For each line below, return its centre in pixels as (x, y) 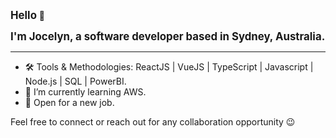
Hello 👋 (28, 15)
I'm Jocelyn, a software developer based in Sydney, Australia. (168, 36)
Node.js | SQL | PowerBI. (75, 81)
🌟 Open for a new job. (69, 102)
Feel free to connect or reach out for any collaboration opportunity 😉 (153, 122)
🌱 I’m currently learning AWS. (85, 92)
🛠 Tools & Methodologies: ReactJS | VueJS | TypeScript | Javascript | (169, 67)
